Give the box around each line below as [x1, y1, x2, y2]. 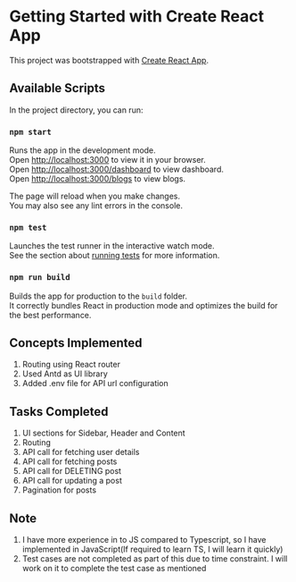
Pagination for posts [21, 485, 96, 495]
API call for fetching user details [21, 447, 140, 458]
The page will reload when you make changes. [9, 190, 181, 202]
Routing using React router [21, 359, 120, 370]
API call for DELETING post [21, 466, 122, 477]
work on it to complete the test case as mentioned [21, 563, 207, 574]
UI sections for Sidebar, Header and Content [21, 427, 185, 439]
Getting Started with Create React [9, 6, 265, 27]
